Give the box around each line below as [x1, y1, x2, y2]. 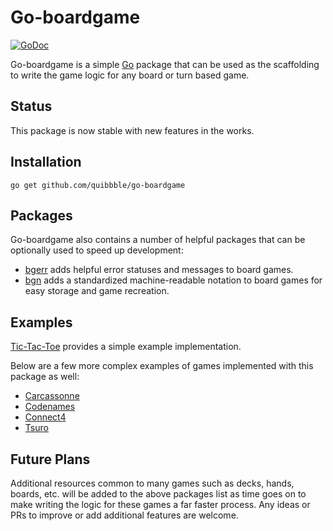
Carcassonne [24, 390, 80, 402]
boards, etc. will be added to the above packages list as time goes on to [10, 488, 307, 500]
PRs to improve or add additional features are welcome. [10, 509, 239, 521]
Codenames [24, 401, 76, 413]
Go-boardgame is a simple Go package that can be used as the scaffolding [10, 58, 320, 70]
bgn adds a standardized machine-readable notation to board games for [24, 274, 323, 286]
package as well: [10, 371, 80, 383]
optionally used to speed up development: [10, 244, 184, 256]
